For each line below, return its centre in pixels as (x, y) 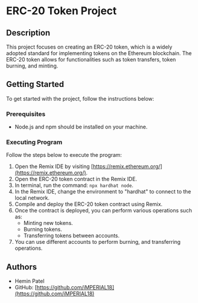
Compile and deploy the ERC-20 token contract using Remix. (88, 204)
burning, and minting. (32, 66)
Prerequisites (26, 114)
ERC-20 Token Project (61, 11)
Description (28, 33)
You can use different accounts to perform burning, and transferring (98, 242)
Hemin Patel (30, 281)
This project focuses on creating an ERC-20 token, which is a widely (89, 47)
